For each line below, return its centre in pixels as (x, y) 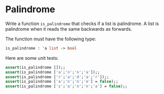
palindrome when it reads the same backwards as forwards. (69, 29)
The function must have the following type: (51, 39)
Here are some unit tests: (32, 58)
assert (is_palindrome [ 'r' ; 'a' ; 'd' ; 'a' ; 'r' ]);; (57, 77)
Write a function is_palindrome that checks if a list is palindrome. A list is (82, 24)
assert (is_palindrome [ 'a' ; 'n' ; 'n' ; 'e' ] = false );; (62, 82)
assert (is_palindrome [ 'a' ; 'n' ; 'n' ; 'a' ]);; (53, 72)
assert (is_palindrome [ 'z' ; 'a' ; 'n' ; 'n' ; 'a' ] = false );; (66, 86)
